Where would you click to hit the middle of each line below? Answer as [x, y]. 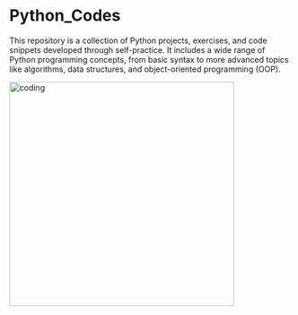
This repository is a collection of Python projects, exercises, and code [138, 40]
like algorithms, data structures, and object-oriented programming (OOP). [145, 69]
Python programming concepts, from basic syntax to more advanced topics [149, 59]
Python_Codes [65, 16]
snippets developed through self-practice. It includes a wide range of [137, 49]
